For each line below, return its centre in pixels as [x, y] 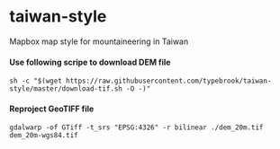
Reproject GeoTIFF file [52, 109]
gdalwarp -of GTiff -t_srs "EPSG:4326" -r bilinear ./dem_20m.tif [136, 127]
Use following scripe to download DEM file [90, 62]
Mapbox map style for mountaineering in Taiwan [99, 41]
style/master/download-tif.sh [66, 89]
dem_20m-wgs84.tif [44, 136]
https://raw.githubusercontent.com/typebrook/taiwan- [169, 81]
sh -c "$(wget [36, 81]
